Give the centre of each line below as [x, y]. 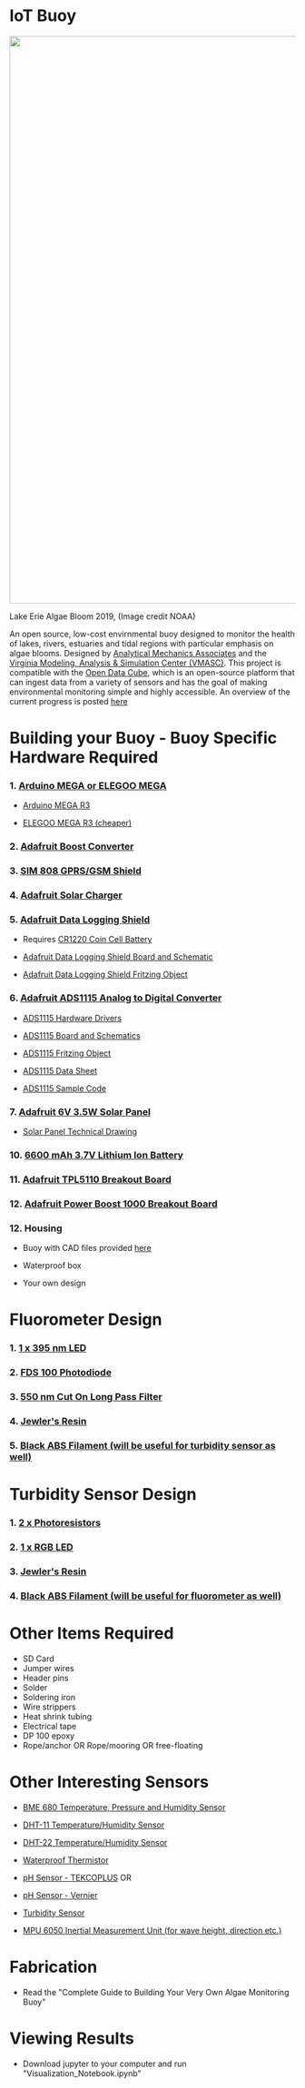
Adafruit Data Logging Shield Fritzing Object [105, 975]
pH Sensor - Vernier [60, 1895]
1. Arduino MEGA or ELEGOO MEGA [88, 786]
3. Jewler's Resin [48, 1571]
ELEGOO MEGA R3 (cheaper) [77, 823]
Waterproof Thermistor [65, 1860]
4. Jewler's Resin [48, 1422]
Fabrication [54, 1967]
